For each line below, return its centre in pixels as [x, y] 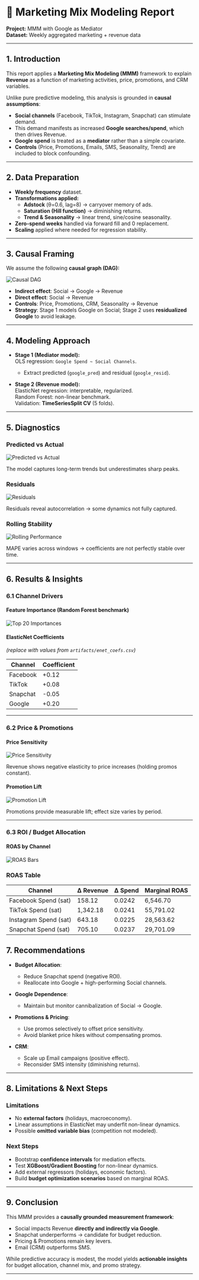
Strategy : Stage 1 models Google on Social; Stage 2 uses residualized [101, 310]
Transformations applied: [46, 198]
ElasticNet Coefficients [35, 637]
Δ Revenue [92, 890]
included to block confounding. [53, 153]
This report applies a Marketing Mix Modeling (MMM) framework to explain [99, 73]
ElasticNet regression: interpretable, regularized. [74, 391]
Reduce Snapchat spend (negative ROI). [73, 976]
